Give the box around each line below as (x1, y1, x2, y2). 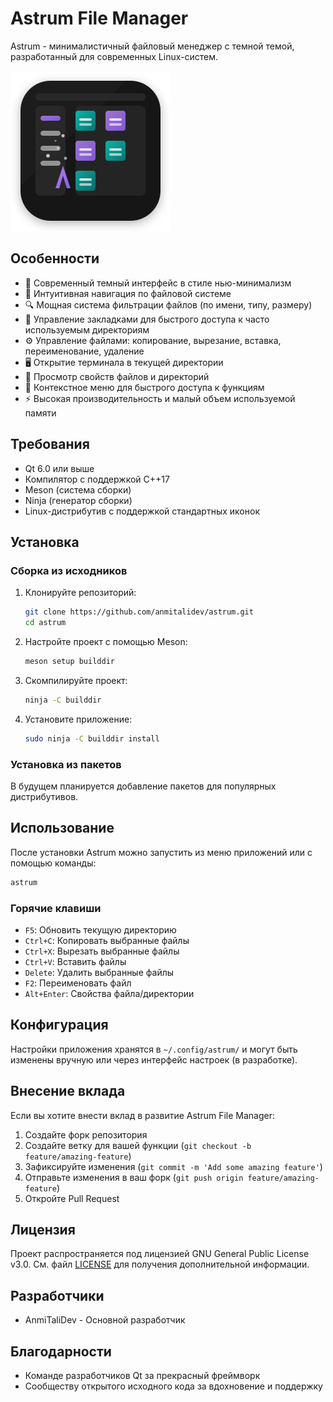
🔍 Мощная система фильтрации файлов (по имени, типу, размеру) (24, 298, 313, 311)
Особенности (10, 250, 100, 267)
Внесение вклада (10, 1083, 126, 1100)
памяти (24, 407, 57, 419)
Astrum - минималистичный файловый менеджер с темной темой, (10, 40, 295, 52)
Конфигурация (10, 1017, 109, 1034)
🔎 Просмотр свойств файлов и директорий (24, 370, 210, 382)
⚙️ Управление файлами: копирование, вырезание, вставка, (24, 334, 282, 346)
